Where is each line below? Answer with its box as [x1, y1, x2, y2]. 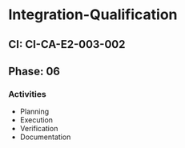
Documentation [19, 132, 71, 142]
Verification [19, 124, 58, 134]
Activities [8, 88, 46, 99]
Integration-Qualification [8, 6, 178, 24]
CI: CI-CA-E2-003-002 [8, 38, 126, 51]
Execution [19, 115, 54, 125]
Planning [19, 106, 50, 117]
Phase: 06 [8, 64, 60, 78]
